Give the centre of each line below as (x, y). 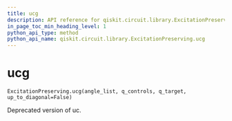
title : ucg (23, 13)
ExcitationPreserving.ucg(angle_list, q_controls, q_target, (97, 91)
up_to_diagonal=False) (40, 98)
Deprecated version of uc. (44, 110)
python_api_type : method (43, 33)
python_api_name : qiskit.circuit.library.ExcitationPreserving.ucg (106, 39)
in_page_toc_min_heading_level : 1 (57, 26)
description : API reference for (54, 20)
